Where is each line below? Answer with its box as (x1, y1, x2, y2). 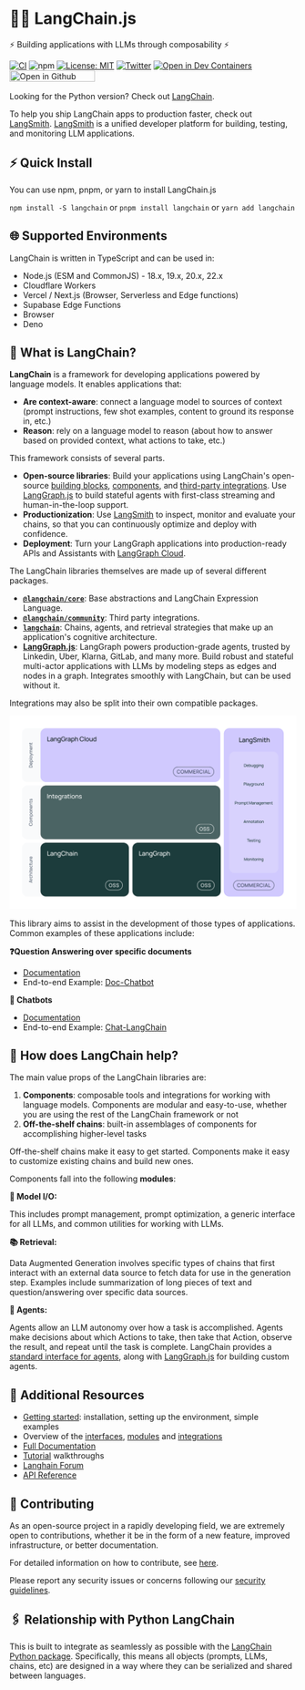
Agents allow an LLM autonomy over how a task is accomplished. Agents (9, 1322, 284, 1334)
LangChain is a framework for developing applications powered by (9, 369, 260, 380)
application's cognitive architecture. (22, 632, 158, 643)
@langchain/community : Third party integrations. (22, 613, 200, 623)
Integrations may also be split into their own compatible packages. (9, 697, 259, 709)
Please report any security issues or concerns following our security (9, 1574, 266, 1585)
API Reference (22, 1469, 77, 1480)
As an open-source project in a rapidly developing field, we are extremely (9, 1520, 285, 1530)
